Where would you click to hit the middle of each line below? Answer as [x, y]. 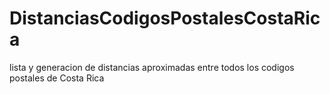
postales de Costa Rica [57, 78]
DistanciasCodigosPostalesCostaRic [165, 18]
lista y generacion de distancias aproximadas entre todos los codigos [152, 67]
